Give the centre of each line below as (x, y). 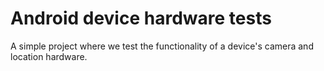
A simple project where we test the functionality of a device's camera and (162, 46)
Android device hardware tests (141, 18)
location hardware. (49, 56)
